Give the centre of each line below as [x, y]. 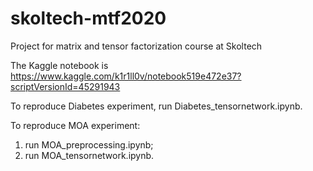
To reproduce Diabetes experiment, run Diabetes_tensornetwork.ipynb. [156, 106]
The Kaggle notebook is [59, 65]
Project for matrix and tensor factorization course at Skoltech [136, 46]
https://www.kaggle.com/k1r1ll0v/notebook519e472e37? [126, 76]
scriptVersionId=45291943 [65, 86]
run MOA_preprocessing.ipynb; [89, 144]
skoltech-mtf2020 [88, 18]
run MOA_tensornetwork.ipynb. [89, 155]
